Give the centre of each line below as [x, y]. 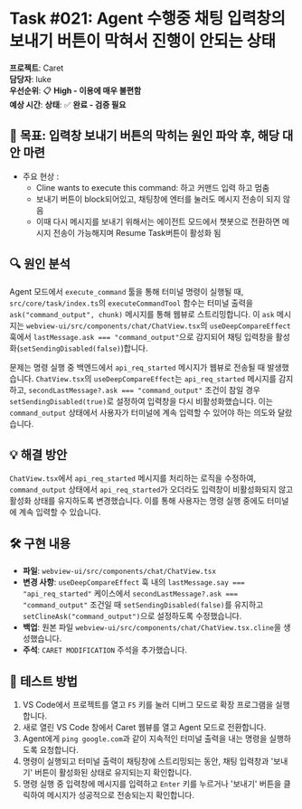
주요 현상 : [41, 176]
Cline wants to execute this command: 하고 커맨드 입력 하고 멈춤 [152, 187]
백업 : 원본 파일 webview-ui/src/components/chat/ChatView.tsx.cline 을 [152, 627]
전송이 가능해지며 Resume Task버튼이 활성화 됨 [137, 232]
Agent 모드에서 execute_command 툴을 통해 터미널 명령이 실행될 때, [127, 291]
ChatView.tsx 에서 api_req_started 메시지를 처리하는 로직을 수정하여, [132, 478]
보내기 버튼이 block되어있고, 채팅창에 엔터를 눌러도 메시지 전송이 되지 [158, 199]
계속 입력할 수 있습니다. [60, 513]
